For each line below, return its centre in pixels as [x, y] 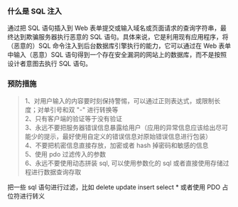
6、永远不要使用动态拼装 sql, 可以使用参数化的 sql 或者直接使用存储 [124, 163]
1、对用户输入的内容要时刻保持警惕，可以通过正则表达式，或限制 [119, 100]
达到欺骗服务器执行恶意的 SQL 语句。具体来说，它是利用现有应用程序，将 [121, 37]
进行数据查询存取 [56, 171]
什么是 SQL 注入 [35, 11]
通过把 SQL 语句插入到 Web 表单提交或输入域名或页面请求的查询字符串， [114, 28]
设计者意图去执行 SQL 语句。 [50, 64]
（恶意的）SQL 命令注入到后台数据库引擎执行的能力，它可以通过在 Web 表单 [119, 46]
